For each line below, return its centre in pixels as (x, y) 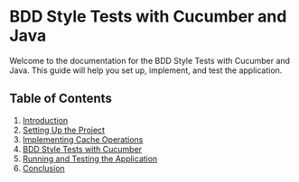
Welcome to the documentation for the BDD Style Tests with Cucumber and (150, 60)
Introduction (45, 120)
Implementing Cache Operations (83, 139)
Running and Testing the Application (90, 159)
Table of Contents (61, 99)
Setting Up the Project (64, 130)
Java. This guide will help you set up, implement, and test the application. (146, 70)
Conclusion (43, 168)
